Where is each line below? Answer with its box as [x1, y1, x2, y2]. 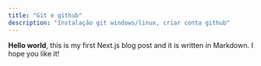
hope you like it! [8, 49, 60, 58]
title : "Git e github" [8, 11, 83, 20]
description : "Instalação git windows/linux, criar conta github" [8, 19, 230, 27]
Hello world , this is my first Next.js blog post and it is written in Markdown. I [8, 40, 254, 49]
